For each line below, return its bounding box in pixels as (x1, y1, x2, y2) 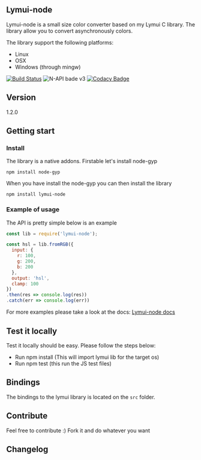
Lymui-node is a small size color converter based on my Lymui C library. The (6, 20, 196, 28)
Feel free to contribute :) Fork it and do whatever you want (6, 427, 151, 434)
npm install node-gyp (6, 169, 61, 175)
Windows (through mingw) (14, 63, 81, 70)
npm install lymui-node (6, 191, 66, 197)
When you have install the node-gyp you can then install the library (6, 180, 172, 187)
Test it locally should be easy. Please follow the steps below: (6, 341, 156, 349)
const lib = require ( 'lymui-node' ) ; (6, 231, 98, 237)
